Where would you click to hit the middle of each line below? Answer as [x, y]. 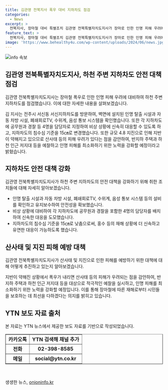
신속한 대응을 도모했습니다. [48, 217]
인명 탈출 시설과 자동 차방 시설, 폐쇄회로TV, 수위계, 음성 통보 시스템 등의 [82, 199]
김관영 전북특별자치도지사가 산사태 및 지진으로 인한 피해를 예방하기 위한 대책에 [81, 260]
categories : [17, 15]
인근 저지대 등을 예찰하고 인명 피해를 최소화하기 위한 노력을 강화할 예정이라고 [85, 145]
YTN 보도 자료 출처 [33, 313]
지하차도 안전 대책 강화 [38, 168]
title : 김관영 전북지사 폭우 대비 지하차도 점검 [48, 10]
